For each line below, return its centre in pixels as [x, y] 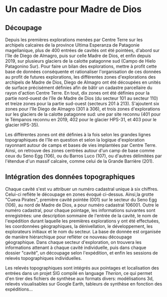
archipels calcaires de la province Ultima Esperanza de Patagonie [72, 45]
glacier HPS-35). [22, 125]
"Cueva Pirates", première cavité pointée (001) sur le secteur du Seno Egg [81, 199]
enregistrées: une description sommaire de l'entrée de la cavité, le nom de [82, 215]
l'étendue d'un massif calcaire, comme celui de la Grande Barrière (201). [80, 161]
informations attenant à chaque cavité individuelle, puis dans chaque [76, 247]
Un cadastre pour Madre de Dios [74, 9]
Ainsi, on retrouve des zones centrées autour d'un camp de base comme [80, 151]
